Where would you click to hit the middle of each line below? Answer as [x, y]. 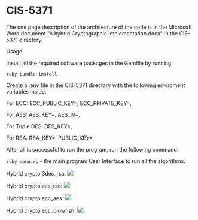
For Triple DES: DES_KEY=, [39, 126]
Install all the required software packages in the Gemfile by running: [90, 63]
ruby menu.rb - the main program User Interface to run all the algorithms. [96, 161]
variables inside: [26, 91]
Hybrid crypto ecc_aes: [35, 198]
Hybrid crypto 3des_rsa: [36, 173]
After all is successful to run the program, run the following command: [92, 149]
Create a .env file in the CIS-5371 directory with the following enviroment [96, 85]
